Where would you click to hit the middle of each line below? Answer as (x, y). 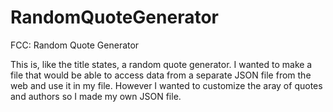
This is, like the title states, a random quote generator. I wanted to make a (161, 64)
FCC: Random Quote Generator (75, 45)
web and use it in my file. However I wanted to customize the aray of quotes (166, 85)
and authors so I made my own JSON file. (96, 96)
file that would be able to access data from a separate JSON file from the (161, 75)
